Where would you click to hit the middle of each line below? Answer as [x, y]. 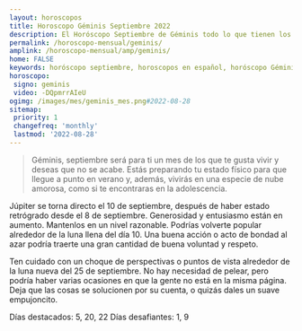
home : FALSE [31, 59]
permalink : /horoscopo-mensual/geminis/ [86, 43]
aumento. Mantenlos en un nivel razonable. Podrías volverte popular [136, 224]
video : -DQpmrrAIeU [50, 92]
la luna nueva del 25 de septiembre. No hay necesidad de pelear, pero [139, 271]
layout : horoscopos [46, 17]
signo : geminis [41, 84]
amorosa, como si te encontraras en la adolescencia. [129, 188]
